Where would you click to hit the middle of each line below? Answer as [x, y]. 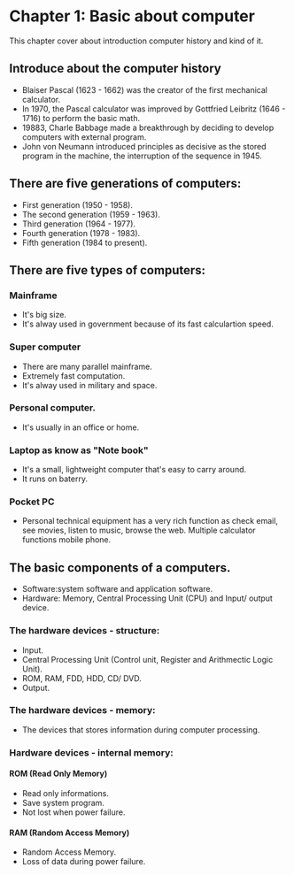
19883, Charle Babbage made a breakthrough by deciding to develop [148, 127]
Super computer [45, 347]
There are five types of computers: [108, 270]
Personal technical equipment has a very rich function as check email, [150, 521]
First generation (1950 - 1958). [77, 204]
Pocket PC [32, 502]
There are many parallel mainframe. [87, 366]
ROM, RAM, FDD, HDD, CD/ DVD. [81, 678]
